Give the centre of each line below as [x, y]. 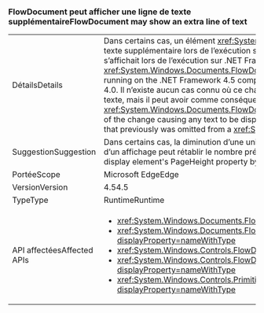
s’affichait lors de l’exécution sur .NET [173, 61]
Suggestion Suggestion [54, 152]
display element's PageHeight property [176, 162]
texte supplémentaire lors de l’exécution [177, 51]
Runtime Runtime [134, 201]
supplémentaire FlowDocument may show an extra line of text [128, 21]
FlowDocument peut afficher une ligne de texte [100, 12]
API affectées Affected [53, 250]
